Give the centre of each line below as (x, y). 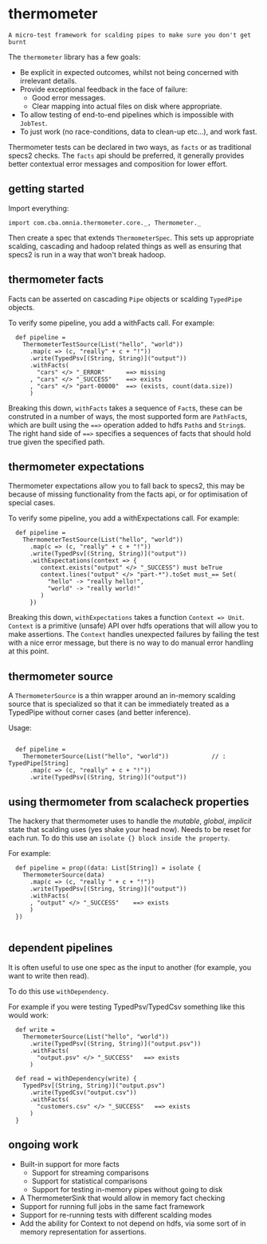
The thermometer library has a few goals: (75, 57)
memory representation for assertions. (83, 1231)
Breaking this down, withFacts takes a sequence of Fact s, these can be (126, 408)
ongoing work (43, 1145)
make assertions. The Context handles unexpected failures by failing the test (133, 634)
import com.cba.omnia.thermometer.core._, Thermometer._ (105, 223)
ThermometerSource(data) (64, 875)
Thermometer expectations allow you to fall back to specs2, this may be (127, 486)
